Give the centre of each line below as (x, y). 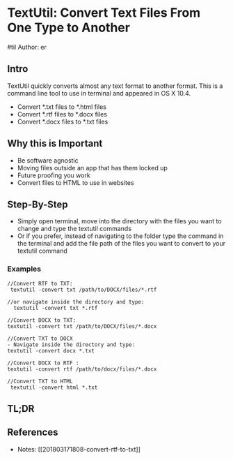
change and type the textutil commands (74, 229)
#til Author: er (27, 47)
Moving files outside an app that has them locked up (93, 168)
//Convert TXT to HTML (40, 381)
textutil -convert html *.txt (54, 387)
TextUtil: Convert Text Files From (104, 13)
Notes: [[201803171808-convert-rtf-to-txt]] (79, 449)
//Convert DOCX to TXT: (42, 320)
